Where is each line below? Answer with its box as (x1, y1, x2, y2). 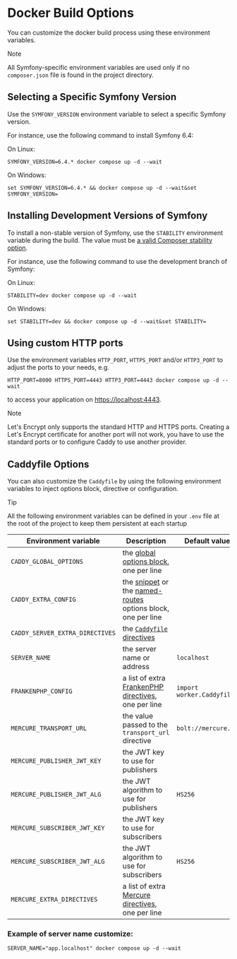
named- (135, 586, 163, 596)
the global (122, 548, 156, 558)
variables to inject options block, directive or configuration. (7, 485, 178, 493)
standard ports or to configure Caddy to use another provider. (7, 438, 187, 446)
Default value (184, 536, 231, 546)
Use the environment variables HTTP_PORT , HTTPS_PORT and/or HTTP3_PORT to (7, 356, 224, 364)
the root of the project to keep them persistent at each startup (7, 519, 188, 528)
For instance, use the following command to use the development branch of (7, 257, 228, 265)
